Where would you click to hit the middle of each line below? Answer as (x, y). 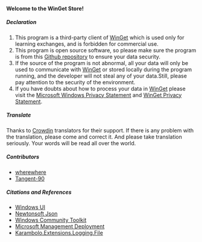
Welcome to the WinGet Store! (45, 8)
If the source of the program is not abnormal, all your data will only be (102, 63)
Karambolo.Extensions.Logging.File (59, 233)
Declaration (21, 22)
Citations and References (39, 192)
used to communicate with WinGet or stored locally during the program (103, 69)
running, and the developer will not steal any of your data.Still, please (101, 76)
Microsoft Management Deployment (60, 226)
